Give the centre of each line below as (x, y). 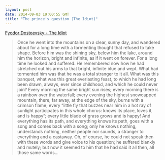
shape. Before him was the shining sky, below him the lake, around (85, 53)
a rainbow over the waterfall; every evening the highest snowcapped (87, 95)
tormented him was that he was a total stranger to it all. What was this (88, 74)
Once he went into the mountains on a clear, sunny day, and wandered (89, 42)
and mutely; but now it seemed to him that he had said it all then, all (85, 147)
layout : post (18, 10)
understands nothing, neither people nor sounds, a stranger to (80, 132)
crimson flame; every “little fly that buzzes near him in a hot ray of (84, 105)
